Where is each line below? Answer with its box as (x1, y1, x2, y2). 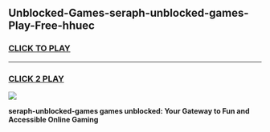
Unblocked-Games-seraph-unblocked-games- (8, 6, 249, 20)
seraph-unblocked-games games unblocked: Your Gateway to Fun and (8, 106, 250, 115)
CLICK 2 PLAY (8, 73, 64, 84)
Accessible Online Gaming (8, 114, 99, 124)
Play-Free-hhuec (8, 19, 95, 33)
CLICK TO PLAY (8, 43, 71, 54)
